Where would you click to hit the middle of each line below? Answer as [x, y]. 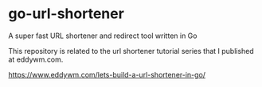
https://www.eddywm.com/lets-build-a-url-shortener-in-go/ [107, 74]
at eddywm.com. [36, 59]
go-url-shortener [66, 14]
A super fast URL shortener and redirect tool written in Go [103, 36]
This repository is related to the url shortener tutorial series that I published [131, 51]
